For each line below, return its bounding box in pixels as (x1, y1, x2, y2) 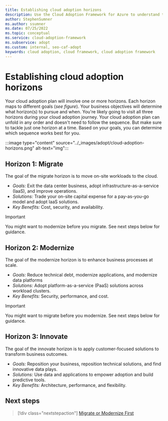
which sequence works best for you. (5, 130, 80, 136)
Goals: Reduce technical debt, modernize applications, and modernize (12, 272, 157, 278)
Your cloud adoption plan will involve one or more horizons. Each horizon (5, 98, 156, 104)
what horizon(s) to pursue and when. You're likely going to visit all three (5, 109, 153, 115)
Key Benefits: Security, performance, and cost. (12, 293, 109, 299)
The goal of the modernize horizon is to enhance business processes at (5, 257, 153, 263)
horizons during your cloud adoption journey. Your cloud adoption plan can (5, 114, 160, 120)
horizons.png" (5, 145, 35, 151)
